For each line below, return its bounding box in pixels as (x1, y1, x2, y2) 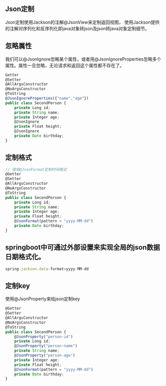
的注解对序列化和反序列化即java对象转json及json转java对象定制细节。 (5, 25, 150, 31)
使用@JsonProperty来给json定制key (5, 296, 80, 302)
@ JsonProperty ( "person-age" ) (14, 353, 75, 358)
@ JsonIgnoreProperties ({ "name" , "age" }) (5, 96, 89, 101)
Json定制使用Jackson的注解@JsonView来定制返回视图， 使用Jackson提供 (5, 19, 160, 25)
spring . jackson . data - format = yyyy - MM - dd (5, 266, 89, 271)
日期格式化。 (5, 253, 45, 261)
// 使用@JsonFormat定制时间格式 (5, 167, 67, 172)
